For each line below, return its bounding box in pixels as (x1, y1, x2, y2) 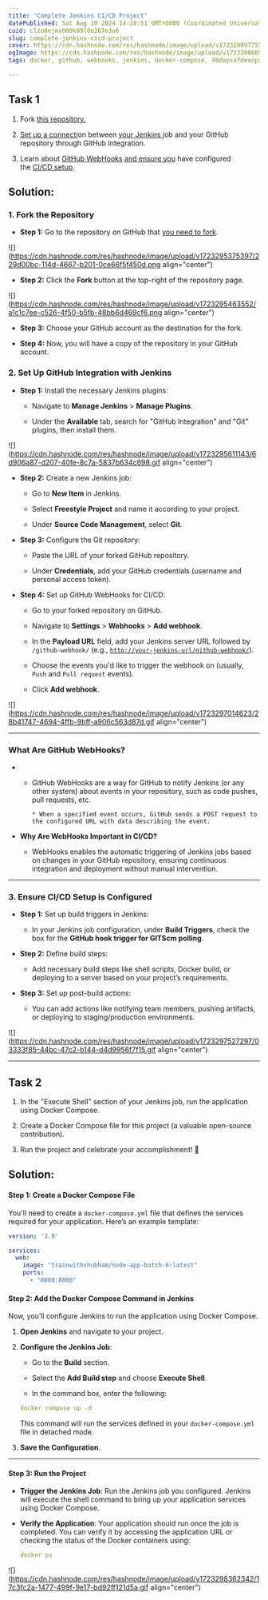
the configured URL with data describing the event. (31, 817, 211, 825)
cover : (8, 42, 30, 50)
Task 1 (8, 93, 40, 106)
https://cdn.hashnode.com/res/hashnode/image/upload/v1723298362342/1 (10, 1574, 260, 1584)
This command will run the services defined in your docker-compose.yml (19, 1418, 255, 1428)
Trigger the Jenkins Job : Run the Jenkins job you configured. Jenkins (19, 1486, 251, 1496)
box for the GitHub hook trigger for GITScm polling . (31, 933, 204, 944)
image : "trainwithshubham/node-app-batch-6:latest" (22, 1261, 198, 1270)
